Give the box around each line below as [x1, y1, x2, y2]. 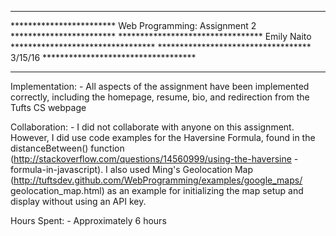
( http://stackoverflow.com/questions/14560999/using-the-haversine [10, 153, 292, 165]
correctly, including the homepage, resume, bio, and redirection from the [10, 91, 310, 103]
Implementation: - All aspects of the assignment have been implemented [10, 81, 310, 92]
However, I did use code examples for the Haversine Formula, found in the [10, 132, 316, 143]
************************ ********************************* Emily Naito [10, 31, 312, 42]
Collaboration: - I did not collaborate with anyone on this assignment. [10, 121, 295, 133]
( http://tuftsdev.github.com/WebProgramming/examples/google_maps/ [10, 174, 303, 186]
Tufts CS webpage [10, 102, 87, 113]
